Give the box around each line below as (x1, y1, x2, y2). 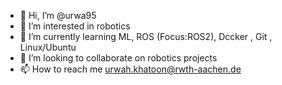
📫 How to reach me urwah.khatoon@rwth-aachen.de (19, 63, 242, 75)
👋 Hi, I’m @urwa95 (19, 10, 97, 21)
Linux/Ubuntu (19, 41, 77, 53)
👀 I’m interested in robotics (19, 20, 131, 32)
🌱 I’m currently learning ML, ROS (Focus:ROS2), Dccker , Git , (19, 31, 273, 42)
